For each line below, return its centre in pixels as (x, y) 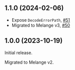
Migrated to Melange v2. (29, 62)
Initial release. (19, 52)
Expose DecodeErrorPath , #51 (41, 20)
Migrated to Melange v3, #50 (41, 25)
